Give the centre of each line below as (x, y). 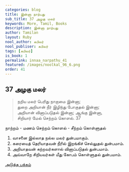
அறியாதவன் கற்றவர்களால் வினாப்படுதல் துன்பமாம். (61, 149)
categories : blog (23, 10)
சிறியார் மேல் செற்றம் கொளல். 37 (49, 118)
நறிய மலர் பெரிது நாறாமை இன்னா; (49, 101)
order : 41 (15, 70)
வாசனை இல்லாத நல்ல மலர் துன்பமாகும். (50, 138)
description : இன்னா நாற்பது (32, 28)
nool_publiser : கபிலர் (27, 46)
